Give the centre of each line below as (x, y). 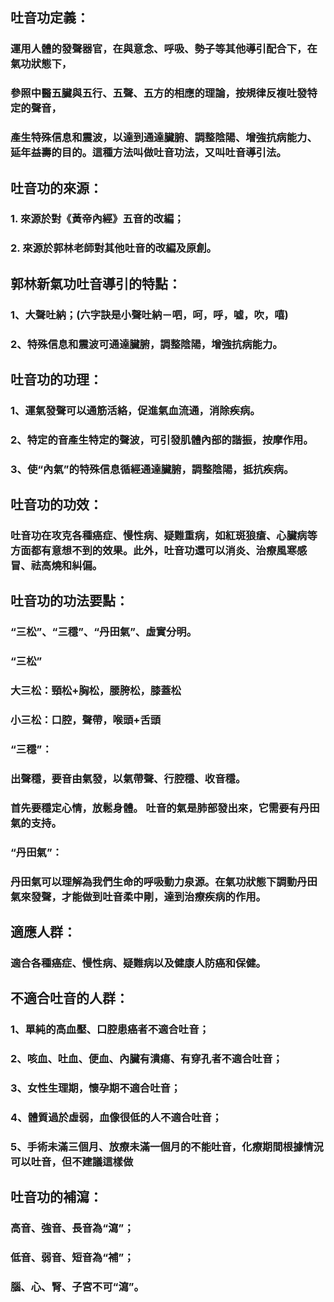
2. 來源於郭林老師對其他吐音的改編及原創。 (113, 248)
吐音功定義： (50, 18)
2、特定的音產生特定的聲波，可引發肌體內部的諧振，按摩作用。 (162, 440)
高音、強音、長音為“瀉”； (72, 1228)
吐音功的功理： (56, 379)
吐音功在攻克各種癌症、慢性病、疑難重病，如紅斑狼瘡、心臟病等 (164, 536)
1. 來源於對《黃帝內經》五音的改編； (97, 219)
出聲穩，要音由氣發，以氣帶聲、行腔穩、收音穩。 (128, 779)
